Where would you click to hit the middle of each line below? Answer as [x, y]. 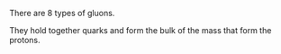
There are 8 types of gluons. [62, 13]
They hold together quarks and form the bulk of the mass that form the [140, 30]
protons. [25, 40]
